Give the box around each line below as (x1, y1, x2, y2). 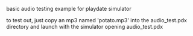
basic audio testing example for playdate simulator (6, 5, 131, 12)
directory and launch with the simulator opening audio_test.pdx (6, 23, 163, 30)
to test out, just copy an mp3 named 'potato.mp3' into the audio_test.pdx (6, 17, 187, 23)
